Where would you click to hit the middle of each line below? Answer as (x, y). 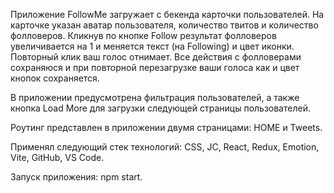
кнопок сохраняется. (55, 78)
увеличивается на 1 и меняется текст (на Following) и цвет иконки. (152, 46)
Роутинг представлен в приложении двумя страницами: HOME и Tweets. (166, 127)
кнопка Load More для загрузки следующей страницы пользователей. (160, 108)
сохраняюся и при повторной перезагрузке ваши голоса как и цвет (155, 67)
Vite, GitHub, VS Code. (57, 157)
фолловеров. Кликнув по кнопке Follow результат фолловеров (143, 35)
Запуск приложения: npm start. (76, 177)
